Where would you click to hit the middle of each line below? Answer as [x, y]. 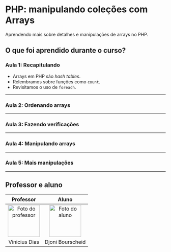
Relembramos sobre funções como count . [56, 82]
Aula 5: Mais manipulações [39, 163]
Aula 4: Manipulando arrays [40, 144]
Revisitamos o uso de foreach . [44, 87]
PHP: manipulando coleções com [77, 9]
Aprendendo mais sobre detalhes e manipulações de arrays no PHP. [77, 34]
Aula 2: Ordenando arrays [38, 105]
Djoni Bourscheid [65, 242]
